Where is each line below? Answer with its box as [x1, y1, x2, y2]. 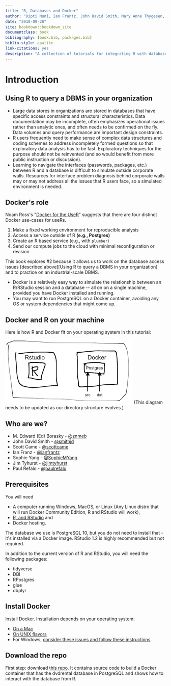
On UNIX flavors [12, 631, 47, 637]
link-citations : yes [5, 46, 49, 51]
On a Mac [12, 625, 34, 631]
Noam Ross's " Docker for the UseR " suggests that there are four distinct [5, 212, 157, 218]
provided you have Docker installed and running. [12, 290, 115, 296]
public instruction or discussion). [12, 156, 81, 163]
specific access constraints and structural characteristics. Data [12, 113, 146, 119]
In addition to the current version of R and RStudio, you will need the [5, 550, 149, 557]
